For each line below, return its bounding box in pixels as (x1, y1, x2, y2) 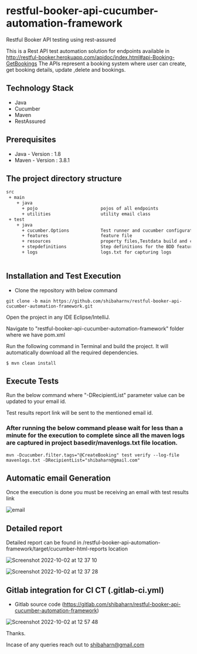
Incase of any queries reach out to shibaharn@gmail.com (6, 641, 145, 648)
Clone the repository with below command (14, 286, 118, 293)
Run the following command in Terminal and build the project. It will (6, 342, 169, 349)
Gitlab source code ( (14, 601, 64, 608)
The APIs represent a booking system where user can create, (38, 60, 186, 67)
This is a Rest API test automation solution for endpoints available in (6, 47, 170, 54)
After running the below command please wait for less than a (6, 424, 184, 432)
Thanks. (6, 630, 26, 637)
